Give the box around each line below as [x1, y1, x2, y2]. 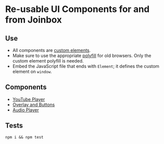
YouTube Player [12, 96, 45, 102]
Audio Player [12, 106, 39, 113]
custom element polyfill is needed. [12, 58, 84, 63]
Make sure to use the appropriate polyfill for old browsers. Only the [12, 52, 151, 58]
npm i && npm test [5, 134, 44, 139]
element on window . [12, 68, 52, 74]
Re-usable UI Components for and [5, 3, 149, 15]
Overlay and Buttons [12, 101, 55, 107]
